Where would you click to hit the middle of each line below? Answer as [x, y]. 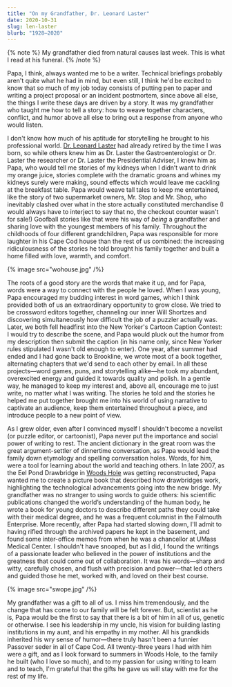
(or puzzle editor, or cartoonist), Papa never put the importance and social [113, 436]
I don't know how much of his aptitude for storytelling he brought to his [108, 139]
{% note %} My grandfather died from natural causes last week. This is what [116, 53]
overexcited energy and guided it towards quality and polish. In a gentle [109, 379]
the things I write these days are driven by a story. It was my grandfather [110, 103]
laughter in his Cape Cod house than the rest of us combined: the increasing [116, 241]
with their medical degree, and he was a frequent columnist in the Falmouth [115, 517]
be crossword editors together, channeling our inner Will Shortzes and [107, 312]
